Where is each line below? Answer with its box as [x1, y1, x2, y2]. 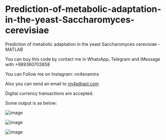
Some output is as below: [5, 100, 57, 106]
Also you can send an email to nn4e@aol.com [5, 81, 99, 87]
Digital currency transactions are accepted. [5, 90, 94, 96]
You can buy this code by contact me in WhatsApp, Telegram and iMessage [5, 56, 161, 62]
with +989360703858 [5, 61, 50, 67]
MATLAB [5, 46, 23, 52]
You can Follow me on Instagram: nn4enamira [5, 71, 99, 77]
